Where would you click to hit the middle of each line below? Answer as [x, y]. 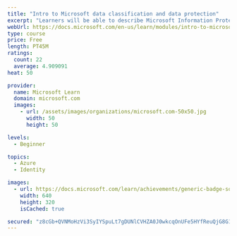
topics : [19, 157]
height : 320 [37, 202]
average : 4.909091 [41, 66]
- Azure [25, 163]
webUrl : [19, 27]
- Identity [30, 170]
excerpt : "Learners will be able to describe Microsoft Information [110, 20]
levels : [19, 137]
